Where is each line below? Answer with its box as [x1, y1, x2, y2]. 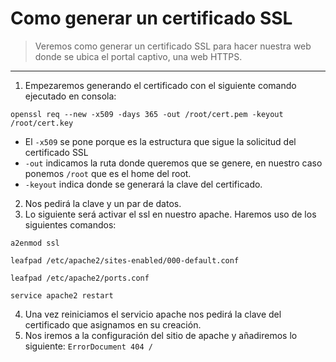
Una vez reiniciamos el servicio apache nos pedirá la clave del [24, 308, 282, 320]
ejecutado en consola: [24, 90, 117, 102]
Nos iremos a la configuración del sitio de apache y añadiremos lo [24, 329, 298, 341]
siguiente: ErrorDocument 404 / [24, 340, 153, 352]
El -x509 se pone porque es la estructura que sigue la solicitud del [24, 135, 297, 147]
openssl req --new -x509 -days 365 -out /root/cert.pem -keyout [10, 109, 284, 119]
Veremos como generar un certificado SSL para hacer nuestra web [34, 40, 312, 52]
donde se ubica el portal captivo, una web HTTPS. [34, 50, 243, 62]
